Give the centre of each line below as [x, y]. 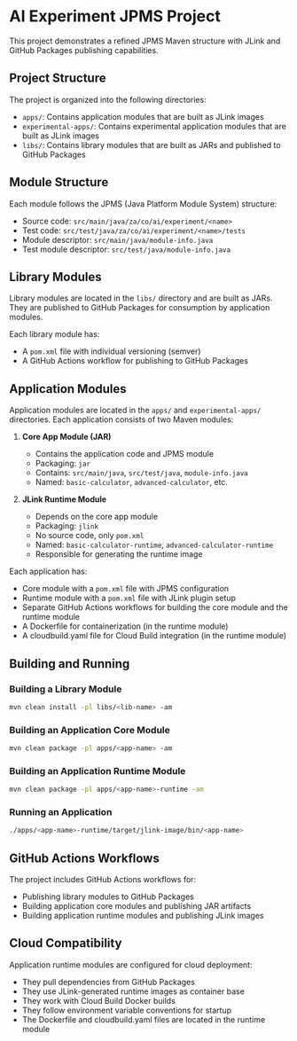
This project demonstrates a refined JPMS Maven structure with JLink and [145, 41]
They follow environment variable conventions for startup [127, 1010]
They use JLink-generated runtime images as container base [133, 991]
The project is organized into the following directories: [108, 99]
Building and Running [70, 664]
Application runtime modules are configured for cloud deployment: [131, 965]
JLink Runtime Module [64, 499]
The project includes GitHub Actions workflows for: [103, 880]
